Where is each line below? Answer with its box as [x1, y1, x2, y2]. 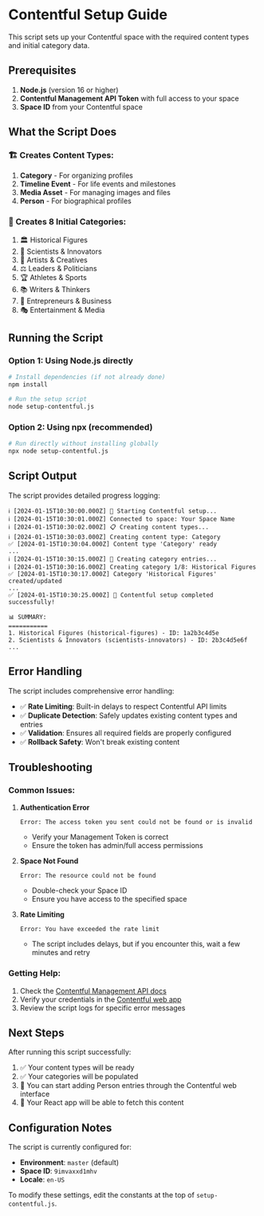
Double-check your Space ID [31, 886, 128, 895]
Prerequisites [8, 64, 77, 78]
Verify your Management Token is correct [31, 832, 169, 842]
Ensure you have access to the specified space [31, 894, 187, 904]
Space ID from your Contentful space [19, 102, 144, 111]
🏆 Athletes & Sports [19, 272, 88, 282]
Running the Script [8, 331, 104, 345]
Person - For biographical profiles [19, 196, 132, 206]
